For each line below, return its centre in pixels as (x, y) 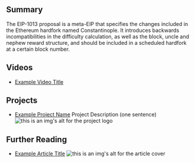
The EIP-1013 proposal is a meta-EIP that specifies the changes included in (97, 24)
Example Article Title (40, 154)
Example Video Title (39, 81)
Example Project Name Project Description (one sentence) (85, 115)
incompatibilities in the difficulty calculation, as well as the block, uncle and (98, 36)
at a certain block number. (38, 49)
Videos (19, 68)
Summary (25, 10)
